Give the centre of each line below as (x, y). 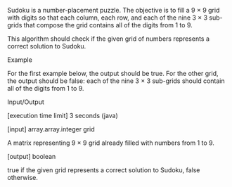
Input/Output (26, 102)
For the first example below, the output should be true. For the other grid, (113, 73)
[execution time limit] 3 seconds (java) (63, 116)
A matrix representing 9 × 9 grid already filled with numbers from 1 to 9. (111, 143)
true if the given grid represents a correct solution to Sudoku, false (104, 170)
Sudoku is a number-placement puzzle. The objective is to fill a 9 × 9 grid (114, 10)
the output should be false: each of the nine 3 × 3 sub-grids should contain (116, 81)
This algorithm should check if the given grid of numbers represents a (108, 39)
